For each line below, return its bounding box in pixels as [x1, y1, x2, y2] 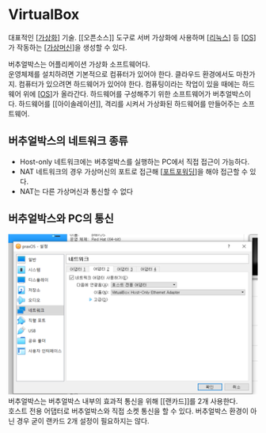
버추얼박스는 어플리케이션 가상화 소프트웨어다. [8, 59, 150, 69]
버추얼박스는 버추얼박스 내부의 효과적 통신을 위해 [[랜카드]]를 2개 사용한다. [8, 397, 238, 406]
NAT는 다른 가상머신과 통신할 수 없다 [19, 186, 133, 196]
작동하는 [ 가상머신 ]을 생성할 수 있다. [16, 42, 128, 52]
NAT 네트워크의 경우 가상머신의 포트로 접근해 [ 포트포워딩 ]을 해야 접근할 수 [19, 166, 248, 176]
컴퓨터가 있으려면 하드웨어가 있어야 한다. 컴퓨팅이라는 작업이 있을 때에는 [18, 79, 241, 89]
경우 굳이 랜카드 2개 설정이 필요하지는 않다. [16, 416, 150, 426]
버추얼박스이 [212, 89, 252, 98]
